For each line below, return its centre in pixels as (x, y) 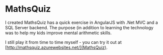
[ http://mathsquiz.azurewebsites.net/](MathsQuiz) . (56, 47)
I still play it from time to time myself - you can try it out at (63, 42)
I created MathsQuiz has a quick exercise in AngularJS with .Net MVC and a (81, 22)
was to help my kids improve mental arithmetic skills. (58, 33)
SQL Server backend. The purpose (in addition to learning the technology (79, 27)
